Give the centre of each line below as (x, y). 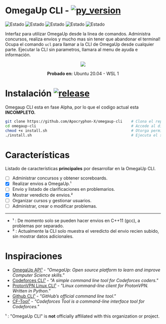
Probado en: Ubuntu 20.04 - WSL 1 (83, 73)
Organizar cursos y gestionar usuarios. (52, 200)
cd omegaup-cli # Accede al (80, 126)
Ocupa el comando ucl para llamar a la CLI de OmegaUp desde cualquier (80, 44)
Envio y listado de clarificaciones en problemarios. (63, 189)
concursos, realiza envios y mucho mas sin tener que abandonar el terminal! (83, 39)
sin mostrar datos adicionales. (43, 236)
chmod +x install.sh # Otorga (77, 131)
